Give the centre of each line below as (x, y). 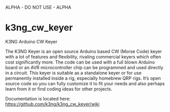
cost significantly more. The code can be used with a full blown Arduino (80, 62)
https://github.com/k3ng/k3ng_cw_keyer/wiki (52, 104)
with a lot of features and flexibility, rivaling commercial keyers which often (83, 57)
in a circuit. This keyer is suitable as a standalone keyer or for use (73, 73)
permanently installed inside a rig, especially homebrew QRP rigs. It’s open (83, 78)
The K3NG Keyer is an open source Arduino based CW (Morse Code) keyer (83, 51)
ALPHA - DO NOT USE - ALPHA (38, 7)
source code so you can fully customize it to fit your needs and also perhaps (85, 83)
